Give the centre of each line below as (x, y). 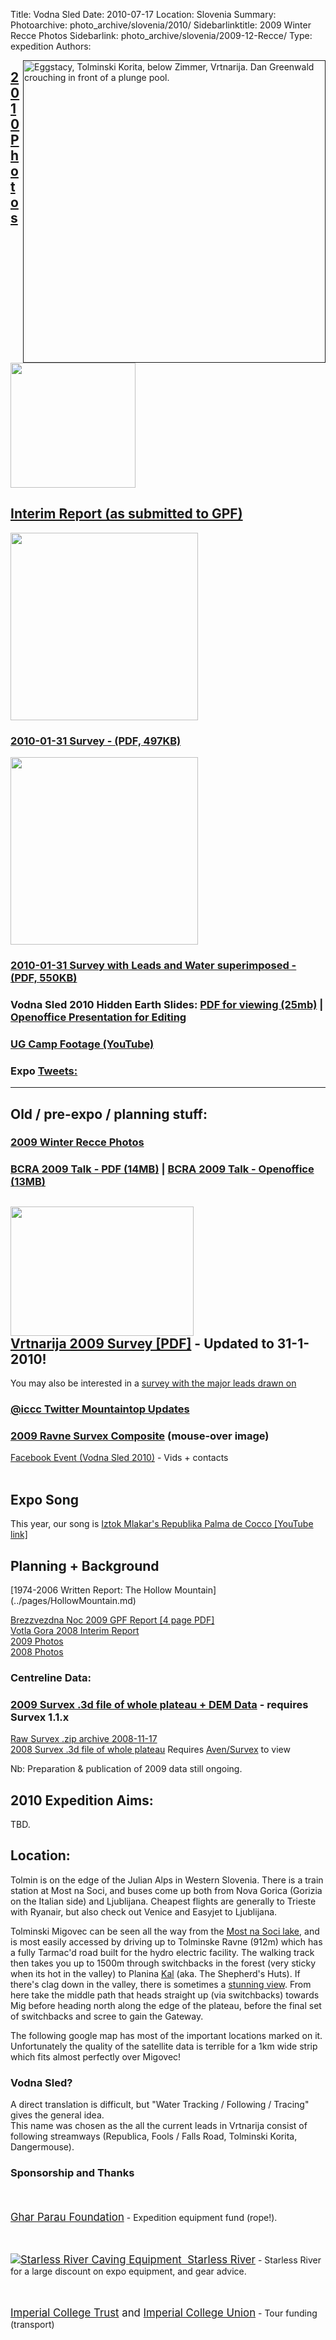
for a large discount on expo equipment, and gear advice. (128, 2271)
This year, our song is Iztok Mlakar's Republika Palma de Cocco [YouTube (162, 1524)
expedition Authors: (51, 46)
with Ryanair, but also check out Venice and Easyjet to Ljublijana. (144, 1911)
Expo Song (44, 1499)
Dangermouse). (42, 2147)
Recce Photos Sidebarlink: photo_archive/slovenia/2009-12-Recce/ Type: (161, 35)
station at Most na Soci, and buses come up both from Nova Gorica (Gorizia (166, 1890)
